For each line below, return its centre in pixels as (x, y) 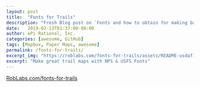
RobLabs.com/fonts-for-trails (42, 78)
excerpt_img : (22, 56)
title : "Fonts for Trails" (41, 17)
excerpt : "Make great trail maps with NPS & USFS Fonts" (78, 61)
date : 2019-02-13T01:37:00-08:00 (50, 28)
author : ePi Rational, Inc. (41, 34)
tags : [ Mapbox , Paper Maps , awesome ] (53, 45)
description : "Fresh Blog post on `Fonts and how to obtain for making (97, 22)
